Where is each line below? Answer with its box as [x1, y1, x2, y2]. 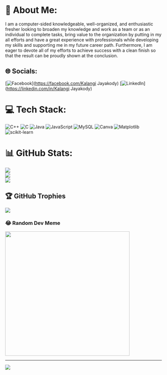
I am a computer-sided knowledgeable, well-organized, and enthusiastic [5, 21, 153, 27]
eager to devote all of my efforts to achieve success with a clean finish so [5, 47, 156, 53]
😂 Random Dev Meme [5, 220, 61, 227]
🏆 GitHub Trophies [5, 192, 66, 200]
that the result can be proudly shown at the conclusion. [5, 52, 118, 59]
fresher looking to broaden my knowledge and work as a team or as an [5, 26, 150, 32]
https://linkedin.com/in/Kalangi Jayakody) [6, 86, 92, 92]
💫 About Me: [5, 4, 58, 16]
